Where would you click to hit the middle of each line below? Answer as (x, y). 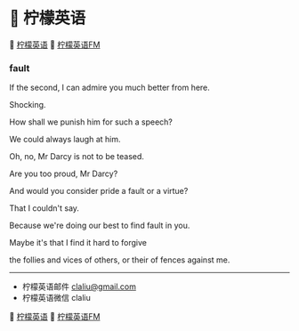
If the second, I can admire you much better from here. (110, 88)
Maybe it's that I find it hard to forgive (78, 243)
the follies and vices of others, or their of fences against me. (120, 260)
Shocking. (28, 105)
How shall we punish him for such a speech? (91, 122)
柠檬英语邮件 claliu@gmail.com (79, 287)
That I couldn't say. (44, 208)
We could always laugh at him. (65, 140)
